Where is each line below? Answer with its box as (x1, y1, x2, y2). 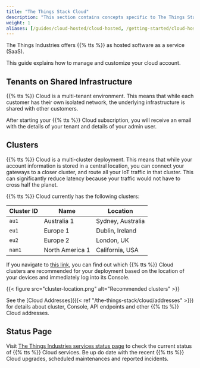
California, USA (96, 246, 139, 254)
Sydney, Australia (96, 216, 145, 225)
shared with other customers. (6, 105, 79, 112)
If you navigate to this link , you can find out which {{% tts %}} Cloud (6, 261, 174, 268)
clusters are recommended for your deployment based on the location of (6, 267, 185, 274)
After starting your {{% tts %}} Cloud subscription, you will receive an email (6, 117, 192, 124)
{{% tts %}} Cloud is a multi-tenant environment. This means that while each (6, 93, 194, 100)
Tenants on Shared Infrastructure (6, 77, 133, 87)
